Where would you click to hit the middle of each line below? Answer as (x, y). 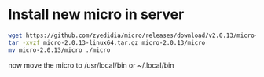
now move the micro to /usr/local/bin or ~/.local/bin (91, 65)
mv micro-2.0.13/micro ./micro (59, 50)
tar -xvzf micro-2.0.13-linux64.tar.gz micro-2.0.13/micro (107, 42)
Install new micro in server (96, 15)
